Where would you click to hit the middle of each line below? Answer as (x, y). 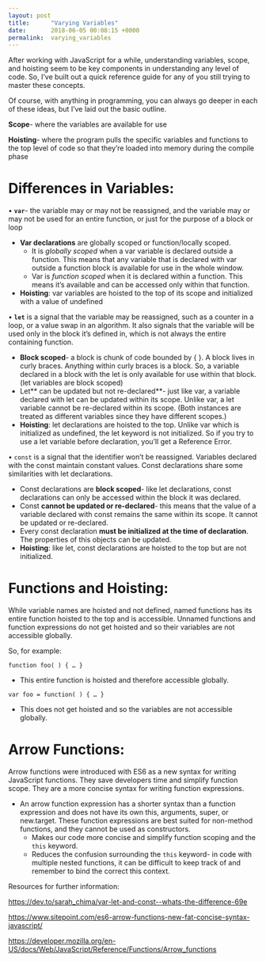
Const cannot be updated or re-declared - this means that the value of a (138, 506)
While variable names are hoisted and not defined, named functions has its (130, 610)
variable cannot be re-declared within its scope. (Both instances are (130, 408)
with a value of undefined (61, 302)
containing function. (41, 342)
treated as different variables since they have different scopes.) (123, 416)
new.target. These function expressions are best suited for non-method (136, 821)
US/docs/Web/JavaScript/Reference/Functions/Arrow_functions (112, 949)
